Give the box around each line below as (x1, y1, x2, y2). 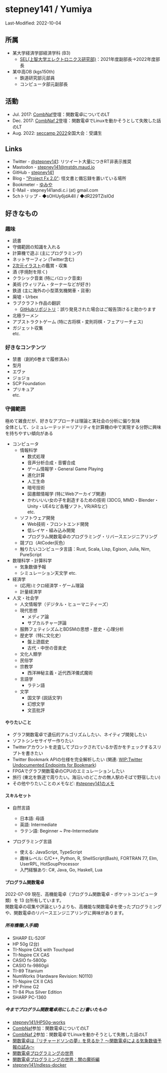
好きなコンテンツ (5, 344, 46, 351)
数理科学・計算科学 (12, 557, 52, 563)
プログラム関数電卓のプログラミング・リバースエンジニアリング (27, 533, 158, 539)
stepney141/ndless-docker (12, 1062, 67, 1068)
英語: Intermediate (19, 822, 57, 828)
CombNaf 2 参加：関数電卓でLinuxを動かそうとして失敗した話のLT (12, 1032, 148, 1038)
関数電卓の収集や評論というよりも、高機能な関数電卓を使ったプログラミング (5, 904, 162, 910)
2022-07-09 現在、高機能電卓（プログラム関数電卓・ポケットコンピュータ (5, 891, 158, 897)
